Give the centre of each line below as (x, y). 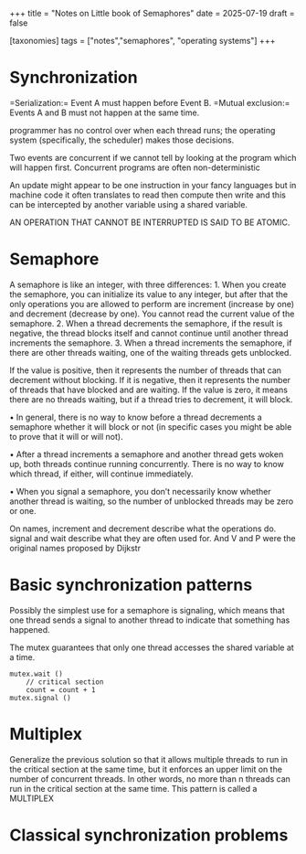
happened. (30, 629)
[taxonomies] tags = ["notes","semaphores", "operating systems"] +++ (142, 41)
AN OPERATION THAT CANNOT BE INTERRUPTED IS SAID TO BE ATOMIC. (150, 222)
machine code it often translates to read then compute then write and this (148, 195)
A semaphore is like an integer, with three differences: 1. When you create (148, 284)
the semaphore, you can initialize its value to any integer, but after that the (149, 294)
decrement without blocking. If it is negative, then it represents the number (150, 379)
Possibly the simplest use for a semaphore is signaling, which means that (147, 610)
